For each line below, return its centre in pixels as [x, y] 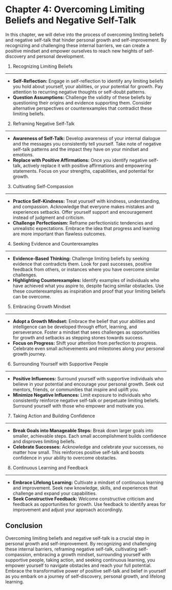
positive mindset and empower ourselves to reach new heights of [74, 51]
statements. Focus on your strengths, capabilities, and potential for [83, 171]
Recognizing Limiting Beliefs [42, 66]
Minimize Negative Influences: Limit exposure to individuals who [82, 395]
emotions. [23, 154]
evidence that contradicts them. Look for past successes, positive [82, 264]
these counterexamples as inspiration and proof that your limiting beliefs [89, 291]
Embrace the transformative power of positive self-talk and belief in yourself [86, 571]
